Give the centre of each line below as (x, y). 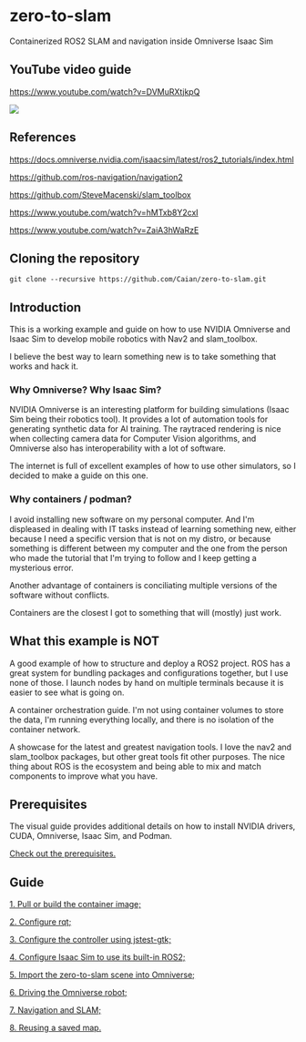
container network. (45, 729)
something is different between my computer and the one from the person (149, 548)
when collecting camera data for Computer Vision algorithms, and (133, 439)
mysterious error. (42, 567)
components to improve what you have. (83, 776)
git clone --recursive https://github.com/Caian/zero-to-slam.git (138, 280)
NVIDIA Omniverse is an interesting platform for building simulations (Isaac (149, 410)
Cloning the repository (75, 258)
